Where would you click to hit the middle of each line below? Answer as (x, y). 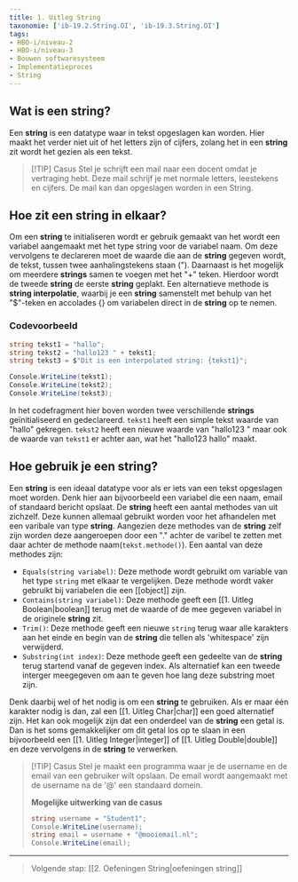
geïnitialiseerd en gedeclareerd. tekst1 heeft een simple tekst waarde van (144, 419)
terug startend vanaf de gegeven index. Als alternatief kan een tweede (151, 665)
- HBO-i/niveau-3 (41, 51)
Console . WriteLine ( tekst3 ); (61, 393)
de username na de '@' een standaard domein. (117, 785)
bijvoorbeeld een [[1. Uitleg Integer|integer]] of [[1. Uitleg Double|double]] (143, 739)
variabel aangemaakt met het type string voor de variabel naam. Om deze (144, 246)
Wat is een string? (60, 111)
